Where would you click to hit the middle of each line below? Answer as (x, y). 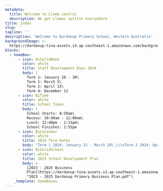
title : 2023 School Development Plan (60, 158)
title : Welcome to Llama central (43, 14)
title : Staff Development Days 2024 (59, 69)
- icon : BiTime (33, 95)
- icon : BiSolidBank (39, 59)
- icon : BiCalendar (37, 132)
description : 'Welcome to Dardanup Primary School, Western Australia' (79, 37)
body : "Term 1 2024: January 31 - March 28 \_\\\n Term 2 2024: (87, 145)
